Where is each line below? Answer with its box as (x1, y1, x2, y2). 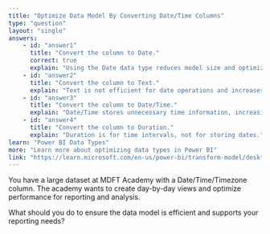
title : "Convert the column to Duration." (29, 123, 174, 131)
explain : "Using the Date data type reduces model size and (29, 64, 235, 72)
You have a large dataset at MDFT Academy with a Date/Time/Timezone (8, 175, 247, 185)
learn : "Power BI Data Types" (8, 138, 110, 147)
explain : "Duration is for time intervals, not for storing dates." (29, 131, 264, 139)
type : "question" (8, 19, 67, 27)
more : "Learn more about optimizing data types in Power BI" (8, 146, 218, 154)
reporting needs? (8, 216, 66, 226)
